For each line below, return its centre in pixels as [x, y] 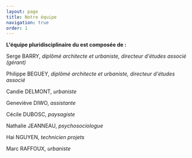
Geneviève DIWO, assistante [41, 103]
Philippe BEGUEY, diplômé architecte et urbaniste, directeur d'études [91, 74]
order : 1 [17, 28]
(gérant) [16, 62]
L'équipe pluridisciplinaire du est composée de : [66, 45]
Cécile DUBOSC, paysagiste [41, 114]
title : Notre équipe [32, 17]
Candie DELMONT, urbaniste [41, 91]
